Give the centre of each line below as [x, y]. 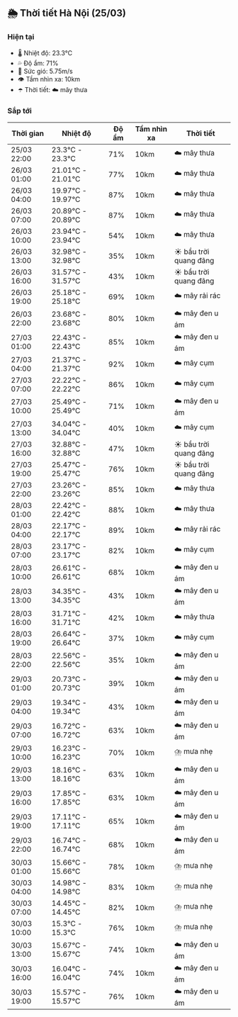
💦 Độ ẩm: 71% [38, 63]
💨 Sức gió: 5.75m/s [45, 71]
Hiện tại [21, 37]
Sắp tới [19, 111]
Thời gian [28, 133]
